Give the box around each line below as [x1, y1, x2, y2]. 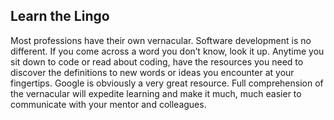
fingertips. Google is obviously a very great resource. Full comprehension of [10, 77, 324, 89]
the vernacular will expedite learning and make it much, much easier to [10, 87, 302, 99]
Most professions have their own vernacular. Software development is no [10, 34, 312, 46]
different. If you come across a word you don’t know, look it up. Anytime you [10, 45, 325, 57]
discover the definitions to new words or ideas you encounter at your [10, 66, 295, 78]
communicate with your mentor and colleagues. [10, 98, 207, 110]
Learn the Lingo [10, 8, 110, 25]
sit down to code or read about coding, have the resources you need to [10, 55, 304, 68]
